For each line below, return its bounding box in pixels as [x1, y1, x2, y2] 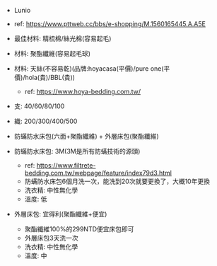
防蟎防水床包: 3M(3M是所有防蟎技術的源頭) [13, 147, 141, 155]
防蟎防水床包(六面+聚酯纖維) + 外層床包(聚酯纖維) [13, 132, 159, 140]
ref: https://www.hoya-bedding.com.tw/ [24, 88, 141, 96]
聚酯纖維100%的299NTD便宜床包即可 [24, 225, 134, 233]
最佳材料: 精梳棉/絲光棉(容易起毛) [13, 35, 112, 42]
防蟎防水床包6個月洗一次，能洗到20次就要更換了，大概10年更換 [24, 177, 211, 185]
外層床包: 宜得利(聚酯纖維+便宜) [13, 210, 107, 218]
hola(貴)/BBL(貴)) [24, 74, 76, 81]
